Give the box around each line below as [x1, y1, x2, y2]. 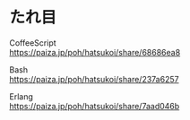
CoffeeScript [9, 37, 56, 48]
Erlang [9, 90, 34, 102]
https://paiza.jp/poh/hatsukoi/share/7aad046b [9, 100, 180, 111]
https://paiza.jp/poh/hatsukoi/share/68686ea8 [9, 47, 181, 57]
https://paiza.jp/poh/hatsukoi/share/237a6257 [9, 73, 179, 84]
